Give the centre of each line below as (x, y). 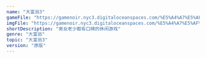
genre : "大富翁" (26, 34)
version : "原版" (26, 46)
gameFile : (19, 18)
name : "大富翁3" (26, 12)
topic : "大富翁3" (27, 40)
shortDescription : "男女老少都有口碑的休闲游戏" (63, 29)
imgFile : (17, 23)
